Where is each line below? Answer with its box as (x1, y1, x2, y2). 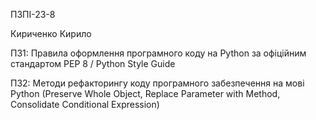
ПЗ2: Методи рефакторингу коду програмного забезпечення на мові (10, 77, 305, 89)
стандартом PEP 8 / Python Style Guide (10, 58, 176, 69)
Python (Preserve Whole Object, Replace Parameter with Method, (10, 88, 281, 99)
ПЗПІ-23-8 (10, 9, 56, 20)
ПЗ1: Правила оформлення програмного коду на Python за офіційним (10, 47, 307, 59)
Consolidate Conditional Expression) (10, 99, 160, 110)
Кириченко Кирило (10, 28, 92, 39)
